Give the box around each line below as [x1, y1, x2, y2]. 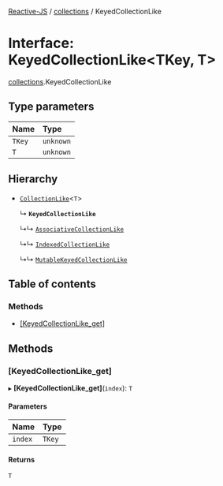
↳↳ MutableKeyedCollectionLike [19, 254, 128, 264]
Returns [8, 454, 35, 464]
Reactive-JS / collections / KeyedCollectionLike [8, 7, 162, 16]
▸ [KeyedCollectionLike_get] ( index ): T [8, 383, 132, 393]
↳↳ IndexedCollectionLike [19, 239, 110, 249]
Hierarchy [8, 173, 58, 186]
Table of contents [8, 277, 96, 290]
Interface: [8, 35, 75, 52]
